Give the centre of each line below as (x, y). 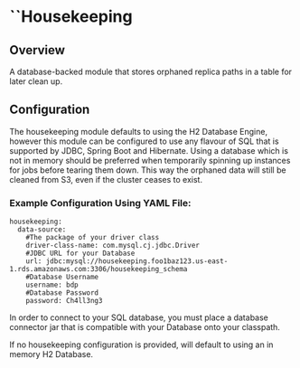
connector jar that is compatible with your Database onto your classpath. (145, 327)
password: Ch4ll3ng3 (64, 301)
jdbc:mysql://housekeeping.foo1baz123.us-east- (137, 261)
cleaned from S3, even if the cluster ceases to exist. (106, 179)
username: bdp (52, 285)
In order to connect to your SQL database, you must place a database (139, 317)
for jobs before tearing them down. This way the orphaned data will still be (148, 170)
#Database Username (62, 278)
